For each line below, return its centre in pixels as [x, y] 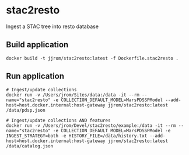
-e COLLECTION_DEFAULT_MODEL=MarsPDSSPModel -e [112, 130]
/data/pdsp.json [26, 110]
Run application [35, 76]
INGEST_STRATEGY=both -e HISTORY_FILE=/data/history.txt [77, 136]
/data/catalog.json [30, 146]
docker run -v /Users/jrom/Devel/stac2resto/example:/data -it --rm [91, 125]
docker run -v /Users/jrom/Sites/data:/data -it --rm [73, 95]
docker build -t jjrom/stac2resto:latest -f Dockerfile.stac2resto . [92, 58]
